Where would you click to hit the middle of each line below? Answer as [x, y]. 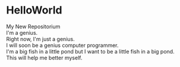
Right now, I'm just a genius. [41, 39]
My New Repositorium [33, 26]
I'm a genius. [22, 32]
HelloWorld [34, 10]
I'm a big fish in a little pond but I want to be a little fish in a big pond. [90, 51]
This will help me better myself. [44, 58]
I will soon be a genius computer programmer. [62, 45]
